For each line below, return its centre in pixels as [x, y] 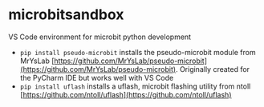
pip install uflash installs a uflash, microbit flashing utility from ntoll [135, 86]
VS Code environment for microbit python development [100, 37]
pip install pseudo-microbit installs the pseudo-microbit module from [138, 52]
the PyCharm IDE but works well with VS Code [97, 77]
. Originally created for [213, 69]
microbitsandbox [66, 15]
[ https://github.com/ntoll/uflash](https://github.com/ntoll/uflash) [126, 94]
